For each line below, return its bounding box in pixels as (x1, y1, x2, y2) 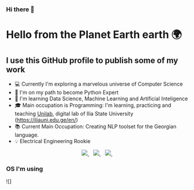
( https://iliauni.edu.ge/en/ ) (14, 116, 78, 123)
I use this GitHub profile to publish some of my (6, 55, 179, 65)
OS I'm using (6, 164, 43, 172)
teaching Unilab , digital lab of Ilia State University (14, 110, 134, 117)
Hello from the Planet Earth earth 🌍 (6, 28, 182, 42)
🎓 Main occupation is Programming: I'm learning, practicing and (14, 101, 172, 108)
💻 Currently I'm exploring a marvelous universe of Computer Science (14, 80, 183, 87)
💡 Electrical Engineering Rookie (14, 137, 91, 144)
